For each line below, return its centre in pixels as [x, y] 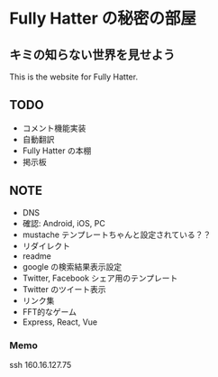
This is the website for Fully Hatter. [73, 77]
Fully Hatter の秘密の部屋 [103, 18]
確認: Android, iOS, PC [64, 223]
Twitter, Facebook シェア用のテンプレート [100, 278]
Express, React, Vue [59, 322]
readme [36, 256]
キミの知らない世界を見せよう [92, 55]
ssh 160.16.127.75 [41, 364]
